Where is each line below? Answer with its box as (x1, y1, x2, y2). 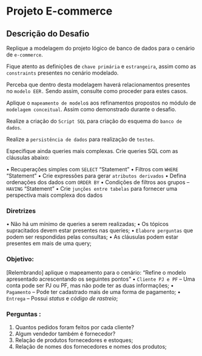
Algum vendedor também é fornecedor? (15, 330, 116, 337)
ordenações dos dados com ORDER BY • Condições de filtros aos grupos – (6, 179, 190, 186)
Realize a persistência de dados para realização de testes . (6, 135, 155, 143)
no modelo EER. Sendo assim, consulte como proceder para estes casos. (6, 87, 188, 95)
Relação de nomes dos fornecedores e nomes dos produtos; (15, 343, 167, 350)
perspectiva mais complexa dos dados (6, 191, 103, 199)
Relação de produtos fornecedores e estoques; (15, 336, 133, 344)
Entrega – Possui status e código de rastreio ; (6, 295, 118, 302)
